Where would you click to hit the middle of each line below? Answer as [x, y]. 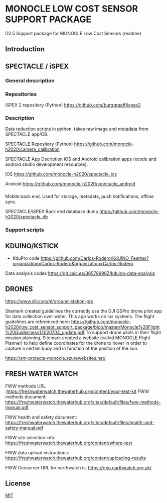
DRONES [19, 289]
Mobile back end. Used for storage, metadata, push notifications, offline [79, 196]
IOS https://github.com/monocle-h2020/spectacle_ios [61, 174]
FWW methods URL [26, 386]
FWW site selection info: [30, 437]
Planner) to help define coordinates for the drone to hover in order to [76, 343]
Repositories [21, 94]
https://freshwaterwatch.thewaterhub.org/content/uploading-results [76, 458]
